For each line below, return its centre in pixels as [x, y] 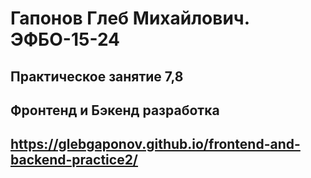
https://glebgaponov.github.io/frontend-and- [155, 144]
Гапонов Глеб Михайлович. [130, 18]
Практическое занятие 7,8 [97, 76]
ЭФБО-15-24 [65, 39]
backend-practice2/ [74, 160]
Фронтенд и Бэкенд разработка [115, 110]
